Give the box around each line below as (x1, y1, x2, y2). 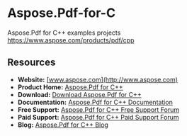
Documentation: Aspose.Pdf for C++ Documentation (17, 98, 174, 106)
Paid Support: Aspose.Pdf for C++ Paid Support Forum (17, 113, 179, 121)
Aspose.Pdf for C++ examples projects (7, 28, 121, 37)
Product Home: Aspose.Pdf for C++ (17, 83, 124, 91)
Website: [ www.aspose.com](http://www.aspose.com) (17, 75, 178, 84)
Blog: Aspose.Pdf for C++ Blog (17, 120, 108, 129)
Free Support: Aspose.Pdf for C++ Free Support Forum (17, 105, 180, 114)
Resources (7, 57, 56, 69)
